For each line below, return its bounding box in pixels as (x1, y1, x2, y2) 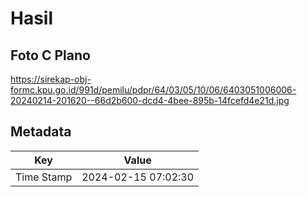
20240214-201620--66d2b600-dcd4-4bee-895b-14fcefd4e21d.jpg (10, 95, 290, 106)
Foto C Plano (10, 47, 91, 64)
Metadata (10, 123, 72, 141)
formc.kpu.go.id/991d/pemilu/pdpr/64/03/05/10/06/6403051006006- (10, 84, 297, 96)
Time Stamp (15, 170, 73, 184)
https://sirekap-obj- (10, 73, 92, 85)
